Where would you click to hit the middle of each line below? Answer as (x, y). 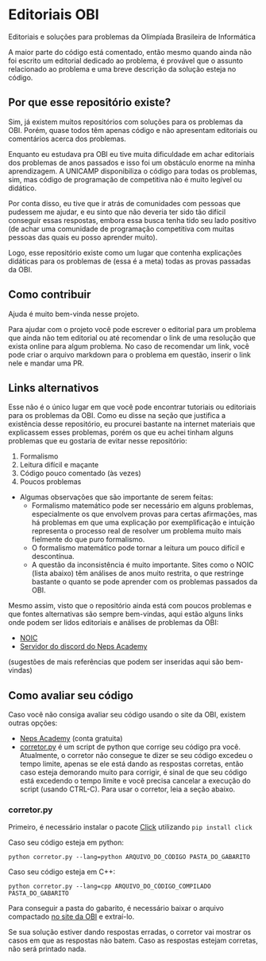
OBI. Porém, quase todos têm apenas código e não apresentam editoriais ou (133, 130)
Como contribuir (50, 295)
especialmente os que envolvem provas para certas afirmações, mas (145, 514)
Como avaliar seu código (71, 695)
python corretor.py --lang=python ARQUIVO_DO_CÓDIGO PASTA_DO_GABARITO (129, 857)
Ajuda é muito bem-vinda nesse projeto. (74, 314)
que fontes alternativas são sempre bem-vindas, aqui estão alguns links (126, 614)
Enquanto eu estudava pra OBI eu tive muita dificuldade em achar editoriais (131, 154)
